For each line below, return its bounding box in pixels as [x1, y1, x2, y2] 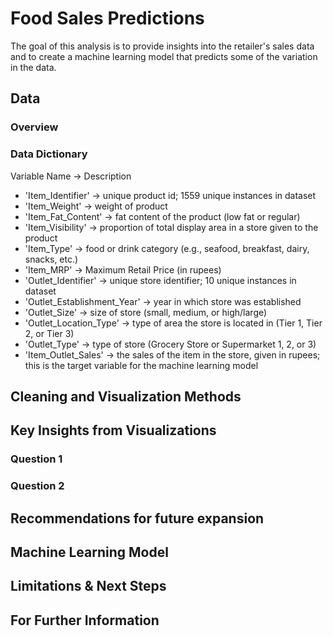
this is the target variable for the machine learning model [24, 359, 259, 371]
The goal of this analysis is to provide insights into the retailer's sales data [10, 40, 315, 52]
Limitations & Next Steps [10, 578, 167, 595]
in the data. [10, 61, 57, 73]
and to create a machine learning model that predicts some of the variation [10, 50, 318, 62]
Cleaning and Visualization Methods [10, 388, 242, 405]
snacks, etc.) [24, 253, 79, 265]
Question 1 [10, 452, 63, 466]
